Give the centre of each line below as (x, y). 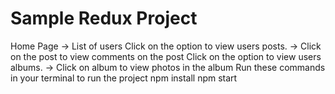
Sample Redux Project (104, 18)
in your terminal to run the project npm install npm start (124, 78)
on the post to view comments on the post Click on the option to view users (166, 56)
